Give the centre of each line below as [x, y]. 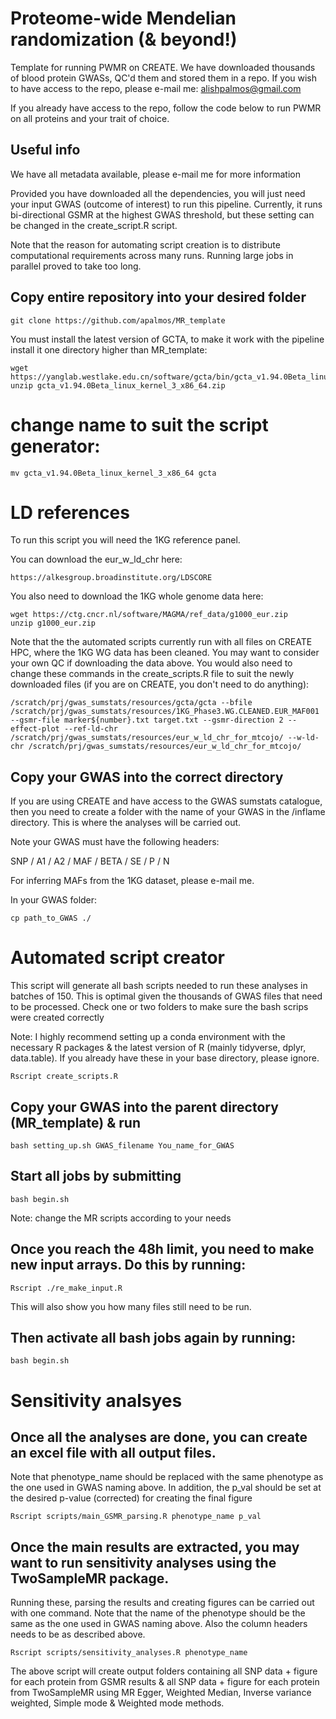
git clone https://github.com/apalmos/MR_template [118, 320]
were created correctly [57, 1018]
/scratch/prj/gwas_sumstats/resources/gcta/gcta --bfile [131, 703]
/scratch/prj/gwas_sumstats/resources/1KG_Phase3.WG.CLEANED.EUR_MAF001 [165, 712]
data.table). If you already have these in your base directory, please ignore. [165, 1058]
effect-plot [35, 729]
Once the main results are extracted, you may [155, 1547]
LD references [70, 512]
